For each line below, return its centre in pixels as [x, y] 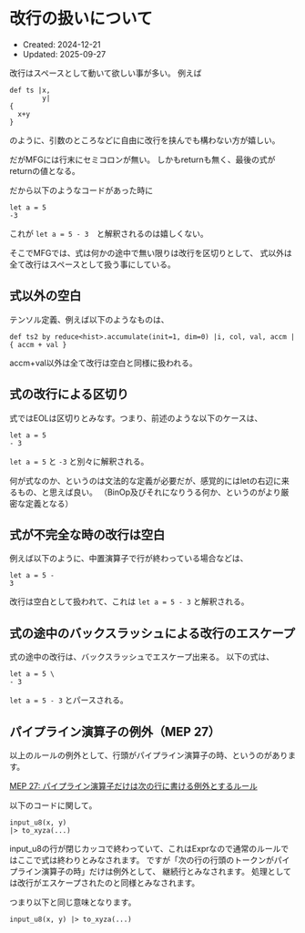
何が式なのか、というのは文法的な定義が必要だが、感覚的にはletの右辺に [146, 480]
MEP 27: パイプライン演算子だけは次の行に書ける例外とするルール [133, 786]
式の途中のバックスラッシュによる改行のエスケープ [152, 633]
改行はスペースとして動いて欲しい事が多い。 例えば [106, 73]
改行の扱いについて [81, 19]
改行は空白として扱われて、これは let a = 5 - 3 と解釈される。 [129, 601]
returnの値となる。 [45, 170]
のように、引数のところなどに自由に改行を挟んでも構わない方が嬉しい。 [145, 140]
